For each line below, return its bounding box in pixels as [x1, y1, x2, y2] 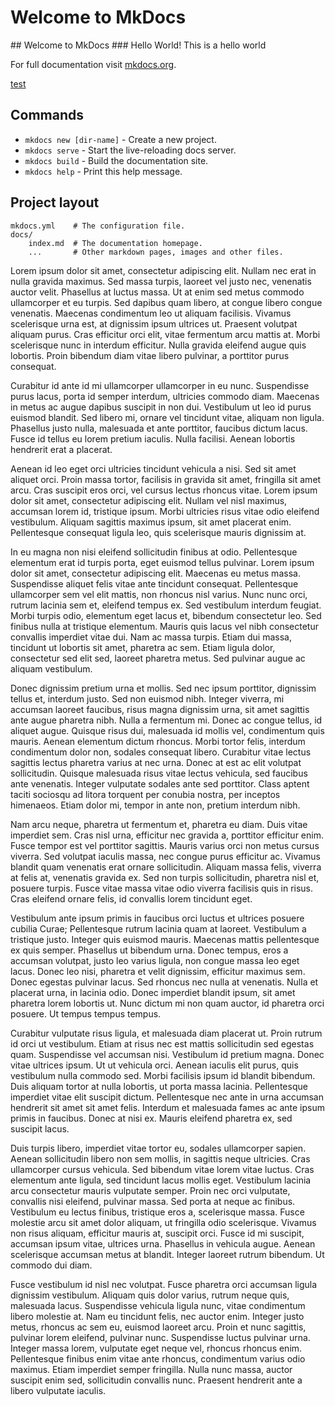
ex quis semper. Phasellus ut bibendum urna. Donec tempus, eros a [10, 944, 289, 956]
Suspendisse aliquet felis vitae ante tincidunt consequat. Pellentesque [10, 577, 299, 590]
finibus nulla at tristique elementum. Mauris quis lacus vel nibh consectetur [10, 620, 319, 632]
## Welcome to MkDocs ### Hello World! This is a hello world [10, 39, 267, 51]
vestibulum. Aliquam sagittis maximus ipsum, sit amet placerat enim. [10, 516, 292, 528]
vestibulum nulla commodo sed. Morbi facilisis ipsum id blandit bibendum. [10, 1069, 316, 1081]
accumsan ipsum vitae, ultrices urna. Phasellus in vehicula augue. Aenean [10, 1237, 316, 1250]
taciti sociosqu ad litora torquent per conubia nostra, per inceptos [10, 788, 281, 800]
